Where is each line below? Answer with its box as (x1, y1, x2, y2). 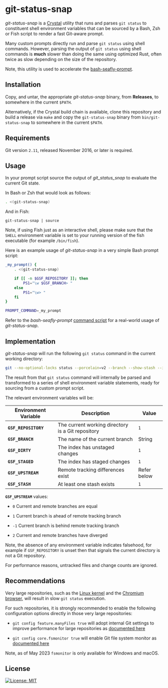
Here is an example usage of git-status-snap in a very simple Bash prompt (5, 247, 159, 253)
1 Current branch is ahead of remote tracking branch (12, 512, 121, 518)
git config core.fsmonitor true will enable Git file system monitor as (12, 635, 156, 641)
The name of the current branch (57, 435, 133, 442)
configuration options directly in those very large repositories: (5, 610, 132, 616)
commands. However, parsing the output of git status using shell (5, 45, 141, 51)
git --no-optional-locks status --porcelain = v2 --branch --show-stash (5, 365, 155, 370)
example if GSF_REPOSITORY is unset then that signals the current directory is (5, 547, 160, 553)
